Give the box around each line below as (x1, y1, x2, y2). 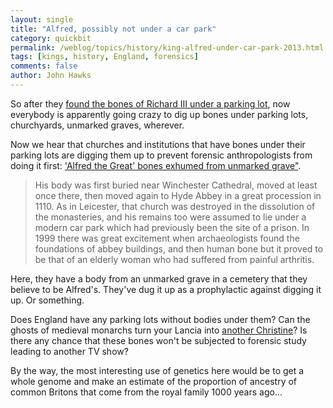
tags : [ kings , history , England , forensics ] (10, 52, 199, 62)
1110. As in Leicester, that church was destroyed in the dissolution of (34, 200, 316, 212)
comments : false (10, 61, 78, 71)
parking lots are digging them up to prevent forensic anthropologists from (10, 149, 313, 161)
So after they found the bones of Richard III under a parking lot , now (10, 97, 291, 110)
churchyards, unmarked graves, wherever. (10, 119, 185, 131)
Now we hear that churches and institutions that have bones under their (10, 138, 306, 150)
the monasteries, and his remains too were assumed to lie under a (34, 211, 307, 223)
